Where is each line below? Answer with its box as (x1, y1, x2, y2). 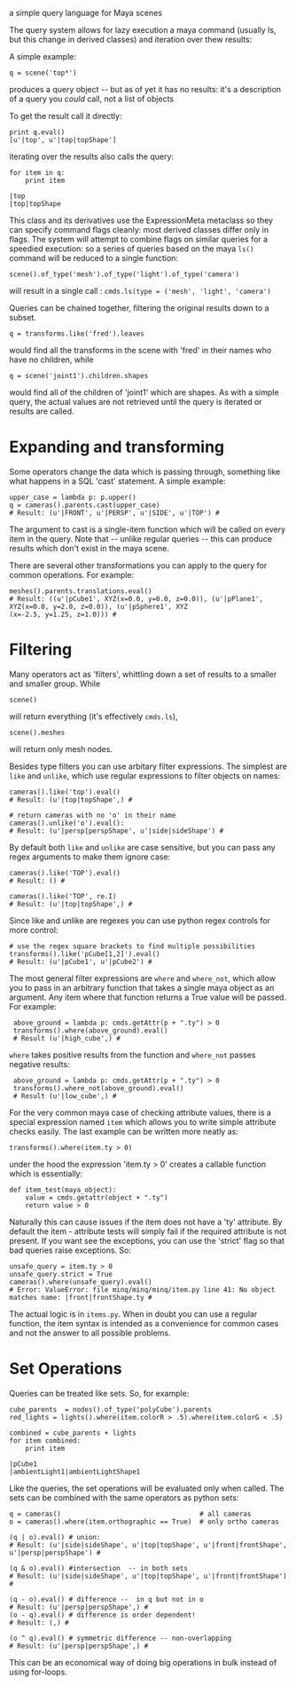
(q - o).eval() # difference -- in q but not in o (9, 1595, 204, 1603)
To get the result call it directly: (9, 111, 122, 121)
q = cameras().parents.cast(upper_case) (9, 501, 161, 510)
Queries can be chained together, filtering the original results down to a (9, 303, 269, 313)
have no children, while (9, 354, 94, 365)
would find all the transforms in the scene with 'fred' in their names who (9, 345, 272, 355)
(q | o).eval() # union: (9, 1532, 101, 1541)
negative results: (9, 1058, 70, 1069)
